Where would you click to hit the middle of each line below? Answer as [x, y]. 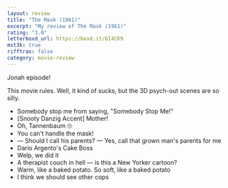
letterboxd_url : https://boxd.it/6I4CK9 [66, 39]
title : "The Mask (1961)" [44, 20]
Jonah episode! [29, 77]
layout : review [29, 13]
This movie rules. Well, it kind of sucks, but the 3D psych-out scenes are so [113, 90]
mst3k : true [24, 45]
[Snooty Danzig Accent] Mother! [62, 118]
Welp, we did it [38, 155]
